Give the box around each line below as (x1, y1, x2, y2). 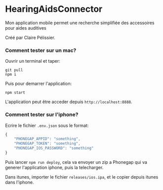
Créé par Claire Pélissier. (5, 35, 55, 40)
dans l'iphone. (5, 179, 34, 185)
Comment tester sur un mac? (5, 47, 77, 54)
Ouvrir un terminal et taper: (5, 58, 60, 64)
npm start (5, 90, 26, 95)
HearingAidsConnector (5, 3, 103, 15)
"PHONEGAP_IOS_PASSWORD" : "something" (14, 146, 94, 151)
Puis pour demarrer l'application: (5, 80, 72, 87)
